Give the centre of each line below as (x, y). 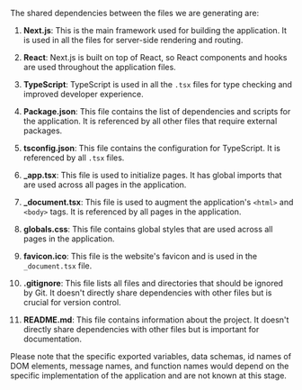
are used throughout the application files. (99, 67)
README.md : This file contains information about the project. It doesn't (156, 320)
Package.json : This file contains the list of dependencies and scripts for (157, 111)
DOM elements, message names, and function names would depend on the (150, 366)
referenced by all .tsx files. (74, 158)
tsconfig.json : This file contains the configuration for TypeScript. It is (152, 148)
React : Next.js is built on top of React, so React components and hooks (155, 57)
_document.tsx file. (58, 266)
